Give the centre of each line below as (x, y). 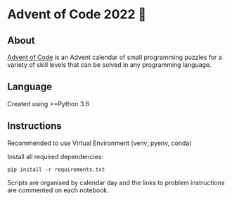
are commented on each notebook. (58, 190)
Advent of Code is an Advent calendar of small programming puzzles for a (115, 57)
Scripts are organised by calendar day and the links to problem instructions (116, 182)
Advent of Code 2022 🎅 (77, 14)
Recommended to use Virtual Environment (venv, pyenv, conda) (99, 143)
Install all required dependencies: (56, 156)
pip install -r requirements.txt (56, 169)
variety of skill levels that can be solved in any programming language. (110, 65)
